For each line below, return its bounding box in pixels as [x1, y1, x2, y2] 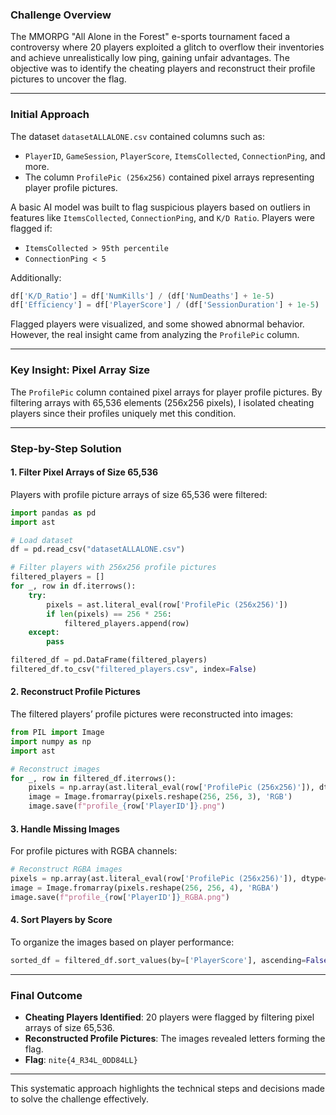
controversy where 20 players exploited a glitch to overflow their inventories [10, 41, 325, 53]
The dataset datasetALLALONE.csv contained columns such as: [10, 130, 266, 142]
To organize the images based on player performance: [10, 936, 235, 948]
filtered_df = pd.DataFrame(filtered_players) [10, 655, 208, 665]
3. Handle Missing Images [10, 823, 120, 835]
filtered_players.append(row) [63, 618, 190, 628]
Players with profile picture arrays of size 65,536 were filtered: [10, 488, 268, 500]
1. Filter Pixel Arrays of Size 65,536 [10, 466, 159, 478]
